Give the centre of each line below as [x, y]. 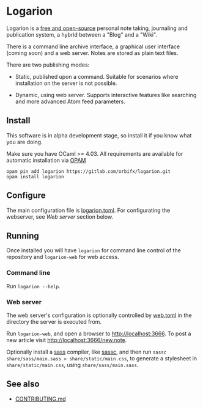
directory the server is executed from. [54, 321]
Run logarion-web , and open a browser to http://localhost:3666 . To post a [99, 333]
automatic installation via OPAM [46, 160]
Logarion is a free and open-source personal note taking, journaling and [97, 28]
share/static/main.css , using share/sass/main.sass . [72, 365]
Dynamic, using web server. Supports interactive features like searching [106, 95]
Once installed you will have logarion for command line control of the [94, 250]
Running [23, 235]
